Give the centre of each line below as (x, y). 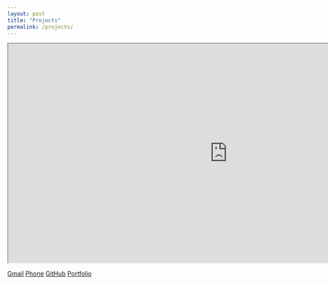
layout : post (26, 14)
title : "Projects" (34, 20)
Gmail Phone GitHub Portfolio (50, 273)
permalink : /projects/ (40, 27)
